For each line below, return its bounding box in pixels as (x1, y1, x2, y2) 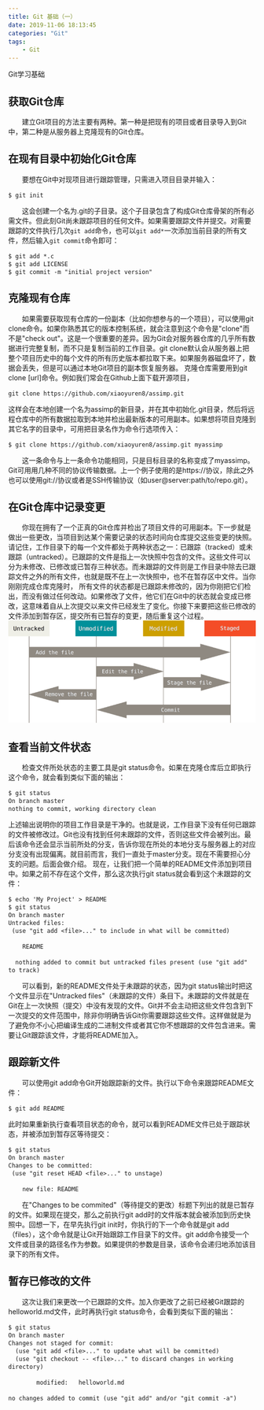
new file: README (22, 1185, 79, 1193)
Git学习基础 (8, 69, 46, 79)
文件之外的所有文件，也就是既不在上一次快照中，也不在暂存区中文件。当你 (14, 572, 256, 582)
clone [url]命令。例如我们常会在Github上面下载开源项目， (8, 372, 194, 382)
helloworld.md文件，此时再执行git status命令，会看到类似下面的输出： (8, 1307, 236, 1316)
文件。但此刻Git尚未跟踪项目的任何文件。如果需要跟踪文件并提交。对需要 (14, 216, 251, 225)
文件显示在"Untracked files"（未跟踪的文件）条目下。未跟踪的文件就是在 (14, 991, 250, 1001)
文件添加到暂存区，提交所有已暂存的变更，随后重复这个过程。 (8, 611, 208, 621)
